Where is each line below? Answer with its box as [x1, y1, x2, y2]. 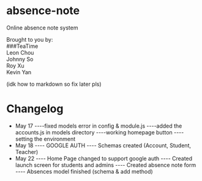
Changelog [6, 102, 64, 116]
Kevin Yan [6, 68, 32, 75]
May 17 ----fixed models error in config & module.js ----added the [15, 122, 182, 129]
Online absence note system [6, 24, 78, 31]
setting [15, 135, 33, 142]
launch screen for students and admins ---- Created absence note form [15, 161, 196, 169]
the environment [34, 135, 76, 142]
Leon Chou [6, 48, 34, 56]
